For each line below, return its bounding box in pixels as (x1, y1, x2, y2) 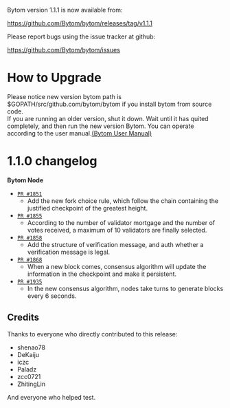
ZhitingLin (16, 380, 46, 388)
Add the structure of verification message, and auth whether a (27, 240, 204, 248)
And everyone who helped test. (7, 393, 96, 401)
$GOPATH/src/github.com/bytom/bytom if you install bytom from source (7, 100, 212, 108)
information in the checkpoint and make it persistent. (27, 270, 177, 278)
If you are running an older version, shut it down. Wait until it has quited (7, 114, 209, 122)
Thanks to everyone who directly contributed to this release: (7, 330, 178, 338)
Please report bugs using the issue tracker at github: (7, 32, 156, 41)
